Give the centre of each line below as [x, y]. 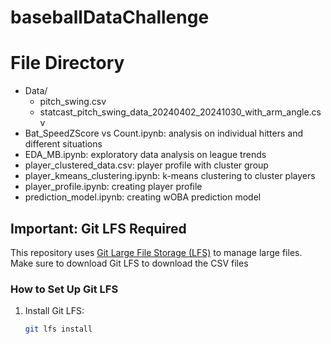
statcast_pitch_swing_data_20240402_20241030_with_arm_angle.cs [180, 112]
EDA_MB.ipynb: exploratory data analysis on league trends [145, 155]
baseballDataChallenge [110, 17]
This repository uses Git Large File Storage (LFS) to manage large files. [156, 252]
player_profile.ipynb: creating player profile [113, 187]
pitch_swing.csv [73, 102]
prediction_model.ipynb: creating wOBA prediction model [143, 197]
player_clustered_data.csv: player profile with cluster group [146, 165]
